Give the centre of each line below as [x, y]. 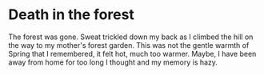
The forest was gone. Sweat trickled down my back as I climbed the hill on [131, 37]
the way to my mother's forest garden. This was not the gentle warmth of [129, 45]
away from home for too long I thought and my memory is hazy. [113, 62]
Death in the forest [71, 15]
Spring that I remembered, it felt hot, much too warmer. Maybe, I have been [132, 53]
